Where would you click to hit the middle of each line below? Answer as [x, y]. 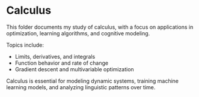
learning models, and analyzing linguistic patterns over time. [81, 87]
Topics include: [25, 45]
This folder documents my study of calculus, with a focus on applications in [100, 27]
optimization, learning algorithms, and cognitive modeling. [78, 33]
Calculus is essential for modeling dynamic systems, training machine [93, 81]
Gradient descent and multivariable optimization [74, 69]
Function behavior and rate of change [62, 63]
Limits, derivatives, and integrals [55, 56]
